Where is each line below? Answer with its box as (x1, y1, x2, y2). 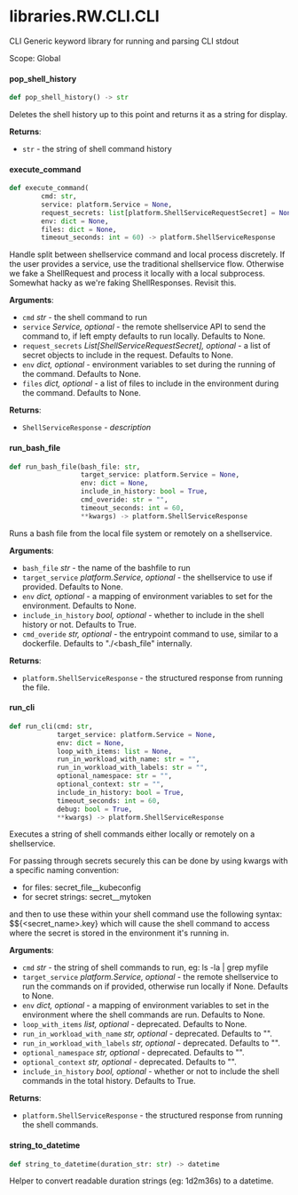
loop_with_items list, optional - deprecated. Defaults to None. (21, 1019, 247, 1030)
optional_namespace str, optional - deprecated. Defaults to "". (21, 1047, 245, 1058)
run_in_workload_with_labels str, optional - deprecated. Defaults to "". (21, 1038, 281, 1048)
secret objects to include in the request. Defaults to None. (21, 349, 233, 361)
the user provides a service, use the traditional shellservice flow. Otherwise (9, 259, 285, 269)
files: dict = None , (41, 225, 117, 234)
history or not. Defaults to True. (21, 619, 137, 630)
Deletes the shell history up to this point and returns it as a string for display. (9, 109, 288, 120)
